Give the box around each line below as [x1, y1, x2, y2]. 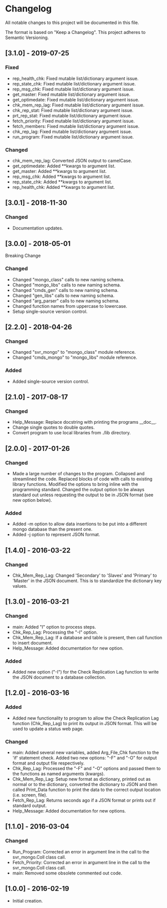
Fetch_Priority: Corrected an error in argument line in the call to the [12, 859, 151, 865]
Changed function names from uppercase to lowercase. [12, 303, 128, 309]
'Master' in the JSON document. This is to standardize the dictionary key [12, 578, 162, 584]
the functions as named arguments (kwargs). [12, 771, 105, 777]
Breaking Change [5, 253, 41, 259]
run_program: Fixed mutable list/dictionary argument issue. [12, 133, 134, 140]
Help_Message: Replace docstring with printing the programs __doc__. [12, 419, 157, 425]
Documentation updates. [12, 225, 63, 231]
